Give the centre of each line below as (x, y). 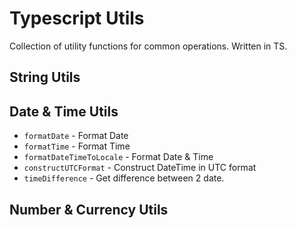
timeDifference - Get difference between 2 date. (124, 178)
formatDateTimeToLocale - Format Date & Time (118, 157)
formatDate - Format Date (76, 136)
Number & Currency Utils (89, 209)
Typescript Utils (77, 18)
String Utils (45, 77)
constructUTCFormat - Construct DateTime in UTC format (140, 168)
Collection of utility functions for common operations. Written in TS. (148, 46)
